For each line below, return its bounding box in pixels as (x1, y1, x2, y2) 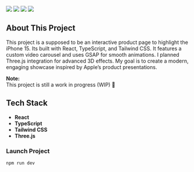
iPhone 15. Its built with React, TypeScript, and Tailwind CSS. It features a (6, 44, 182, 52)
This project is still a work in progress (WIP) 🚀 (6, 81, 115, 88)
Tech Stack (6, 98, 48, 108)
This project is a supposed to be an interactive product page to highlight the (6, 39, 188, 46)
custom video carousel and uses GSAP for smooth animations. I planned (6, 51, 179, 58)
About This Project (6, 23, 76, 33)
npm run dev (6, 160, 35, 166)
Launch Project (6, 147, 50, 155)
